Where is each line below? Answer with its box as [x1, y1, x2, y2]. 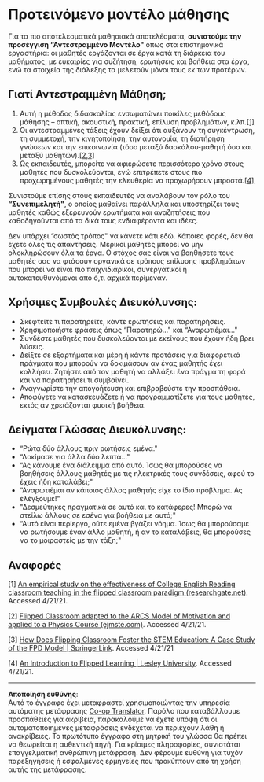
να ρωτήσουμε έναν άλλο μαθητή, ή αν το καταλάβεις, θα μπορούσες [19, 527, 251, 537]
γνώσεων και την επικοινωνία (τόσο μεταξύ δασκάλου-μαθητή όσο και [19, 142, 253, 151]
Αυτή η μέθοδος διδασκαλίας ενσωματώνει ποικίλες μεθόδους [19, 109, 226, 118]
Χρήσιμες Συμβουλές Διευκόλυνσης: [8, 296, 198, 309]
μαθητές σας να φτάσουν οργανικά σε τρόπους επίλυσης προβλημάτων [8, 256, 246, 265]
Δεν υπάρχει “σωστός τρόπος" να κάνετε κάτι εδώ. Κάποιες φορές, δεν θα [8, 231, 254, 241]
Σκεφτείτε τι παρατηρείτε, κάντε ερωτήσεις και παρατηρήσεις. [19, 316, 226, 326]
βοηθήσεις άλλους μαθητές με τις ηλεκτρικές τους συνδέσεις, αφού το [19, 469, 255, 478]
